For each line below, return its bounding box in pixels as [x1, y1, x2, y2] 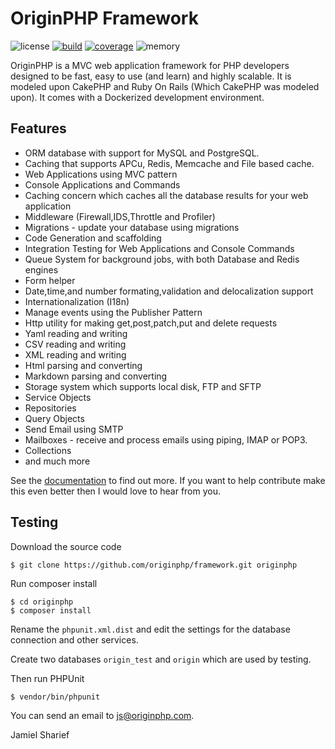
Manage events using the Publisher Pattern [24, 306, 203, 318]
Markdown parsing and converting [24, 370, 168, 382]
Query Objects [24, 412, 85, 424]
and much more [24, 455, 91, 467]
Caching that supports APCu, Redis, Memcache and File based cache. [24, 157, 315, 169]
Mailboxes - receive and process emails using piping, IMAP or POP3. [24, 433, 308, 446]
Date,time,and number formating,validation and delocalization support [24, 285, 314, 297]
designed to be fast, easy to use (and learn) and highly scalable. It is [10, 70, 292, 82]
